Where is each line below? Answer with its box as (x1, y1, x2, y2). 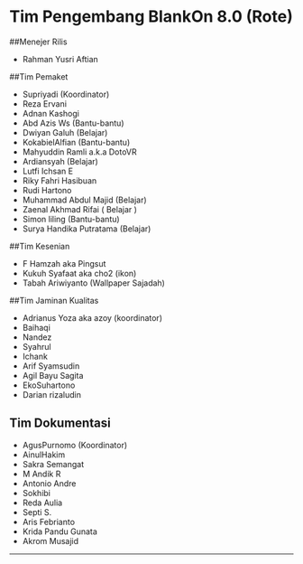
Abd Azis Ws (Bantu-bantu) (22, 117, 124, 128)
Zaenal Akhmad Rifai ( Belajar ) (22, 203, 138, 214)
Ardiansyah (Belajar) (22, 155, 99, 166)
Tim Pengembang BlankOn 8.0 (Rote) (9, 6, 293, 27)
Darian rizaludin (22, 389, 81, 399)
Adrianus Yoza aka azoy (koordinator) (22, 312, 162, 323)
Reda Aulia (22, 497, 63, 508)
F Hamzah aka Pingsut (22, 258, 106, 268)
